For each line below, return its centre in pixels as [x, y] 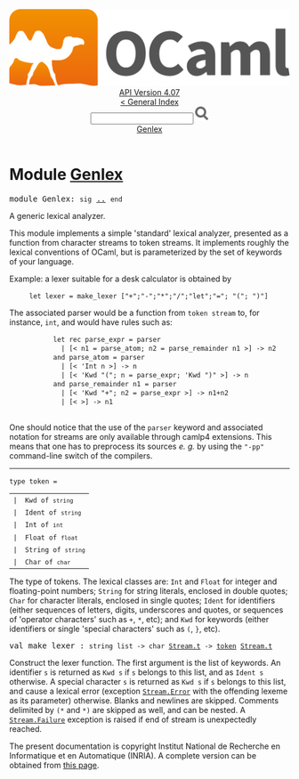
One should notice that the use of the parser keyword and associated [136, 427]
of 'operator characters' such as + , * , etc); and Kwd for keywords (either [139, 619]
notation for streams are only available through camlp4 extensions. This [141, 437]
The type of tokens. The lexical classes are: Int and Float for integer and [143, 581]
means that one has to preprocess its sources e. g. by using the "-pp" [137, 446]
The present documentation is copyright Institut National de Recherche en [145, 746]
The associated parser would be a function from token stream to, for [134, 313]
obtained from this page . [54, 765]
